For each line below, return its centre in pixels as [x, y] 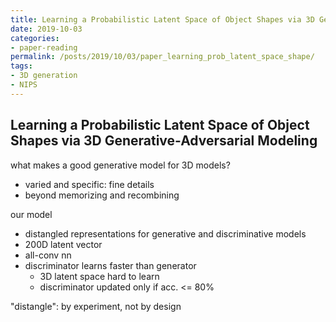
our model [31, 214]
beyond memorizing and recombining [102, 195]
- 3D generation [44, 76]
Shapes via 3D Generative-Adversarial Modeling [164, 141]
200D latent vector [63, 244]
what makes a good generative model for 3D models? [120, 165]
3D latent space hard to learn [99, 276]
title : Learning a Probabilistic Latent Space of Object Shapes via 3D [162, 19]
